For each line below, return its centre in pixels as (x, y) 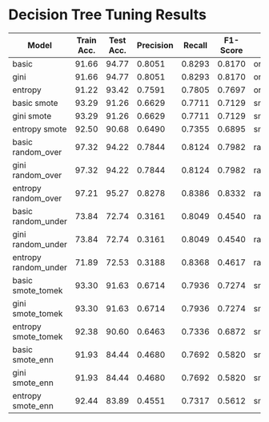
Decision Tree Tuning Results (107, 15)
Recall (196, 45)
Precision (155, 45)
